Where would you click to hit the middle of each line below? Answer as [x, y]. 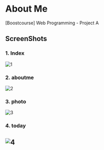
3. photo [16, 101]
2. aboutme [20, 78]
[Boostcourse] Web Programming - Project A [52, 23]
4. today [16, 126]
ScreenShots [26, 39]
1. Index [15, 53]
